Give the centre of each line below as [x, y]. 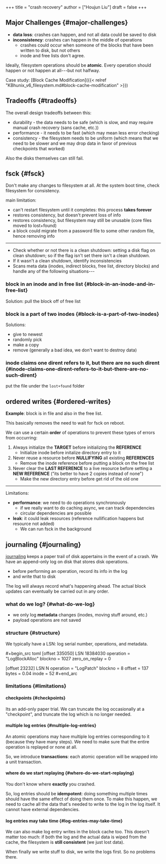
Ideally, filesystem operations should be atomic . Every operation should [79, 65]
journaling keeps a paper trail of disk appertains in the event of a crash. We [82, 556]
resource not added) [33, 524]
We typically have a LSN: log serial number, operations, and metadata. [77, 644]
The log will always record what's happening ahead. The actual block [76, 586]
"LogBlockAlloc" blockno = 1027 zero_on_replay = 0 [58, 658]
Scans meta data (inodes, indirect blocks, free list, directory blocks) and [86, 266]
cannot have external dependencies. [43, 810]
